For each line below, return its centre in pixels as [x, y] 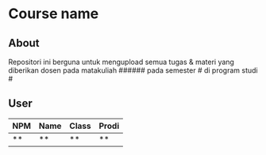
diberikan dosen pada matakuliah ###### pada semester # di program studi [133, 70]
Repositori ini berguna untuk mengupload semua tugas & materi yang [121, 62]
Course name [54, 14]
